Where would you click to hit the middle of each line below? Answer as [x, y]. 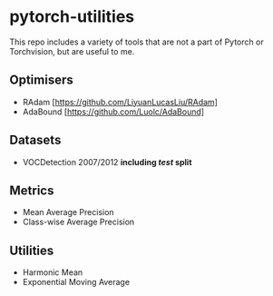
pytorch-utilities [72, 17]
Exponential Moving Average [76, 282]
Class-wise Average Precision [78, 222]
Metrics [32, 190]
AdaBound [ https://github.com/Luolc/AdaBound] [113, 112]
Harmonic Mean [53, 272]
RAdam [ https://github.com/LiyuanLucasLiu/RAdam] [120, 102]
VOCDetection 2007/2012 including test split [107, 162]
